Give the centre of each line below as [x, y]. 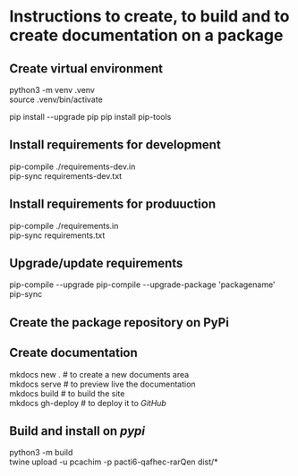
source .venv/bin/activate [56, 99]
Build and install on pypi [77, 431]
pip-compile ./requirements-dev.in [72, 166]
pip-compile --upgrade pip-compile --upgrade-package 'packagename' [142, 285]
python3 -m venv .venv [52, 90]
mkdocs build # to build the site [67, 393]
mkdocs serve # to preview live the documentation [102, 384]
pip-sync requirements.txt [57, 235]
